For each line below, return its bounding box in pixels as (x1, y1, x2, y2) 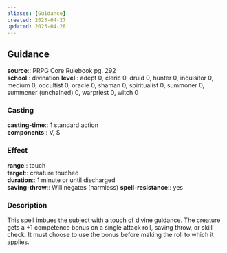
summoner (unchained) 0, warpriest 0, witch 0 (7, 89, 139, 97)
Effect (7, 146, 28, 155)
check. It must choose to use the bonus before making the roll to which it (7, 231, 215, 239)
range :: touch (7, 161, 46, 169)
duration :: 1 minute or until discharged (7, 176, 116, 184)
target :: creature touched (7, 168, 79, 177)
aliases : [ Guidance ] (7, 10, 67, 17)
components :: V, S (7, 129, 61, 137)
